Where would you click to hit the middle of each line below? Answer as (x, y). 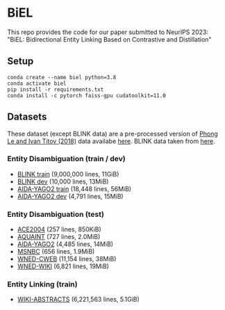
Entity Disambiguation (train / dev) (67, 159)
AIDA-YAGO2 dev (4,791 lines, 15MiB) (70, 196)
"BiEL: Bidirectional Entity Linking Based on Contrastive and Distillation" (109, 39)
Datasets (27, 117)
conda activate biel (37, 83)
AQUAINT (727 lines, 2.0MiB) (59, 237)
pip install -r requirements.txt (56, 89)
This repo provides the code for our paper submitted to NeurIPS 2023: (108, 32)
